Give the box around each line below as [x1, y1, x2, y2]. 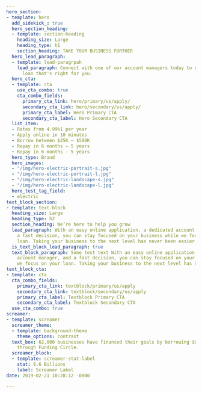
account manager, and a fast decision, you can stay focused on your [17, 255, 195, 261]
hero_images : [11, 160, 44, 166]
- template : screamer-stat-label [11, 356, 96, 362]
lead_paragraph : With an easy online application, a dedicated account [11, 227, 195, 233]
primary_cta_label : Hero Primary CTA [22, 110, 117, 116]
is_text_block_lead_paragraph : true [11, 244, 103, 250]
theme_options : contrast [17, 333, 79, 339]
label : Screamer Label [17, 367, 74, 373]
